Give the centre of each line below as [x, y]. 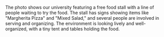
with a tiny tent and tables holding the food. [74, 29]
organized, [17, 29]
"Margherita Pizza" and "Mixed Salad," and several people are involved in [82, 18]
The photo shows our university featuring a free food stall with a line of [80, 7]
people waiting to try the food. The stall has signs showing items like [77, 13]
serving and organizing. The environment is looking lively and [70, 23]
